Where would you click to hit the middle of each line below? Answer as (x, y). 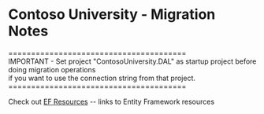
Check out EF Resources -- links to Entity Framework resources (112, 101)
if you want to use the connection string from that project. (102, 78)
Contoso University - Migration (112, 15)
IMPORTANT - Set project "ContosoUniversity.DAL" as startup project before (132, 61)
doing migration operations (52, 69)
